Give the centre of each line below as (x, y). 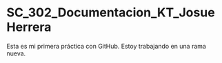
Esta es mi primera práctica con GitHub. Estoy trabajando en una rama (106, 46)
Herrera (29, 27)
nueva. (16, 53)
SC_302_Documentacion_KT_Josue (111, 13)
